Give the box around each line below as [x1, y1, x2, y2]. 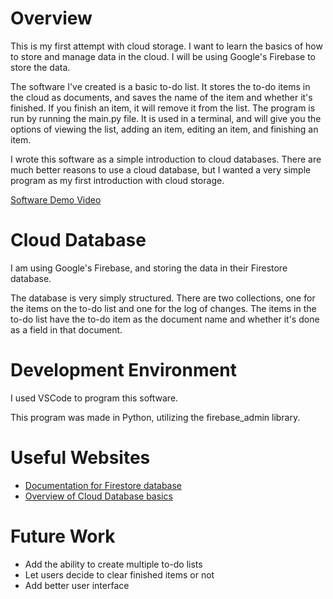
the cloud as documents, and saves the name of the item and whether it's [10, 91, 313, 103]
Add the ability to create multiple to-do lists [24, 558, 203, 570]
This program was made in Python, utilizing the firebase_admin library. [10, 411, 301, 423]
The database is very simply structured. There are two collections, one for [10, 292, 316, 304]
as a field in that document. [10, 323, 123, 336]
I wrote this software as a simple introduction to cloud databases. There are [10, 153, 322, 165]
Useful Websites [10, 447, 151, 469]
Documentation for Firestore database [24, 479, 183, 491]
